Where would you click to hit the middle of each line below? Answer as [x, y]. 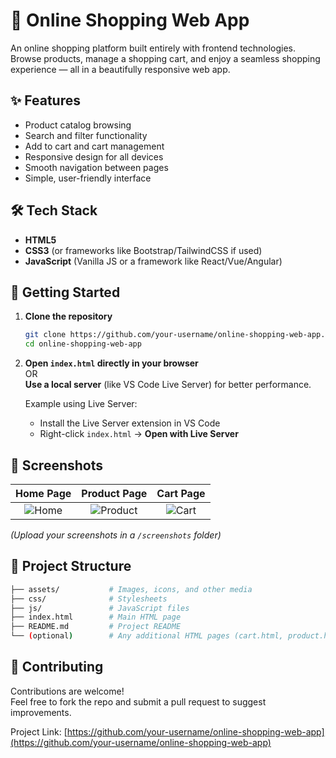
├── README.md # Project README [96, 627]
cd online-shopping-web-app [83, 344]
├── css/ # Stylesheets [89, 599]
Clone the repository [68, 316]
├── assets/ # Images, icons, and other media [131, 589]
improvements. [41, 712]
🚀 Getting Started [65, 292]
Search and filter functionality [86, 135]
